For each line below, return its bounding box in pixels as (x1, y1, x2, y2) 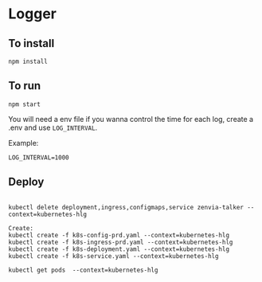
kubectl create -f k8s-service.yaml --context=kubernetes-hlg (8, 252, 219, 260)
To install (8, 37, 55, 50)
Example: (8, 138, 39, 147)
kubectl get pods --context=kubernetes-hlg (8, 266, 158, 274)
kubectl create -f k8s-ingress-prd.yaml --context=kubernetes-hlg (8, 238, 233, 246)
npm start (8, 100, 41, 108)
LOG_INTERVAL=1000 (8, 153, 69, 162)
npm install (8, 57, 48, 65)
